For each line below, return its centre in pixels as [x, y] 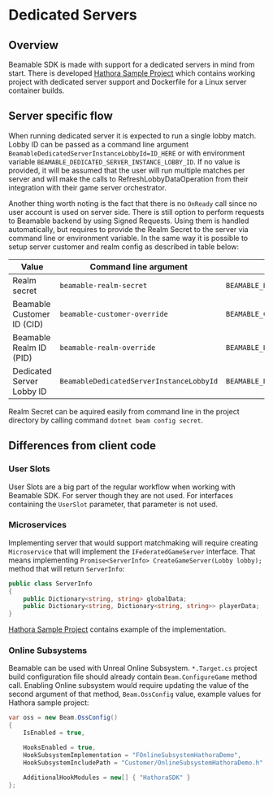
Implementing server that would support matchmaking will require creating [133, 542]
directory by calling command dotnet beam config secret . [106, 420]
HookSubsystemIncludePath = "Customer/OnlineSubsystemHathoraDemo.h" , [145, 763]
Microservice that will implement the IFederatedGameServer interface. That [132, 551]
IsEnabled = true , [54, 733]
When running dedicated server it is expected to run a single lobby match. [132, 135]
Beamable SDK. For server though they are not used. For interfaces [121, 495]
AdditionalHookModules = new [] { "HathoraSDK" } [107, 777]
